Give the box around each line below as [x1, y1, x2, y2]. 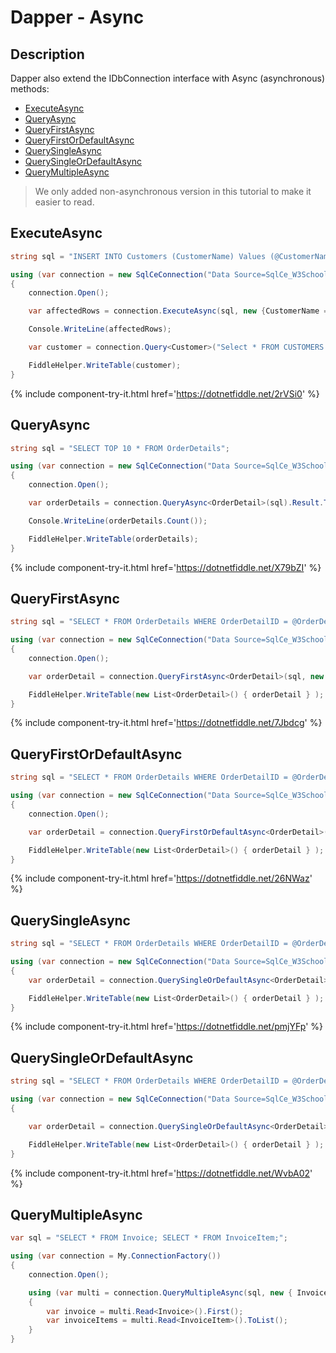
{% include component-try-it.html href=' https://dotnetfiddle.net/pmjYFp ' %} [10, 1021, 324, 1033]
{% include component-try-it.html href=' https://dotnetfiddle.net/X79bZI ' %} [10, 561, 322, 573]
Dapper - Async [10, 6, 145, 29]
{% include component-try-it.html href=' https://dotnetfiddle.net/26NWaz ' [10, 872, 313, 885]
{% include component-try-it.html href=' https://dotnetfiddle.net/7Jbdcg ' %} [10, 717, 323, 729]
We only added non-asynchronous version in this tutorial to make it [34, 186, 312, 197]
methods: [10, 83, 50, 95]
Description [10, 46, 85, 63]
